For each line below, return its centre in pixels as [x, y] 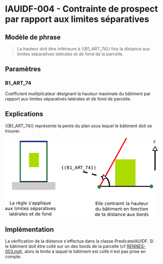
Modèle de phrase [33, 37]
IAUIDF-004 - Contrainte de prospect [81, 9]
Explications [24, 114]
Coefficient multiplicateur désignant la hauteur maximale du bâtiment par [78, 94]
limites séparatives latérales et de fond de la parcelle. [70, 54]
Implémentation [30, 230]
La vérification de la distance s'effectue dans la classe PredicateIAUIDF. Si [79, 241]
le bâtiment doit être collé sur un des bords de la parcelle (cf [65, 247]
